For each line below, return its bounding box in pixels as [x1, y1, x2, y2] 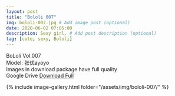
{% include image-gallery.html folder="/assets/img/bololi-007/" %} [6, 84, 169, 90]
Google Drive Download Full [6, 72, 74, 79]
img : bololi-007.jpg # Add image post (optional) [6, 19, 131, 25]
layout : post [6, 8, 38, 15]
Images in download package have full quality [6, 66, 118, 72]
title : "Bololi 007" [6, 14, 57, 20]
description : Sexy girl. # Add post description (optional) [6, 31, 157, 37]
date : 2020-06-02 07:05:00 [6, 25, 72, 31]
